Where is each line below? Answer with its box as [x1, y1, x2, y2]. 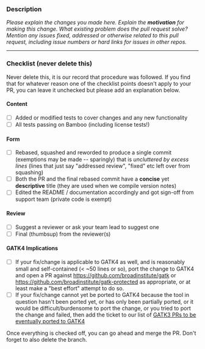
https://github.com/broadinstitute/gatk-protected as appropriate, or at [15, 278, 191, 285]
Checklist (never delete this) [6, 59, 93, 68]
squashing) [15, 169, 44, 176]
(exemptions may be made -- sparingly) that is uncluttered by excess [15, 156, 189, 163]
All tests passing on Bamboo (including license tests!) [15, 121, 150, 128]
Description [6, 5, 42, 13]
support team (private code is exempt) [15, 195, 112, 203]
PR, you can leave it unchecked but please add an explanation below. [6, 86, 181, 94]
